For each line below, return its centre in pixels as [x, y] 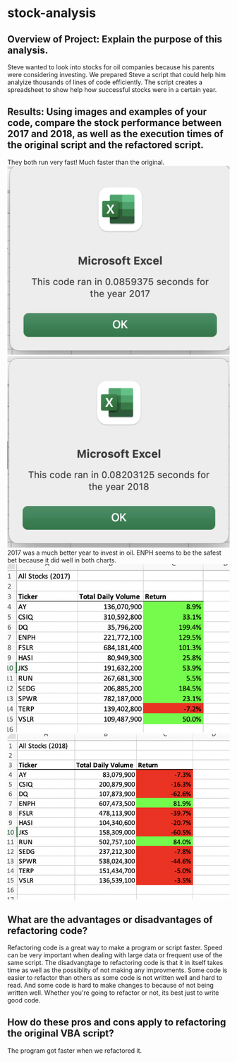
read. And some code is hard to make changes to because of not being [110, 985]
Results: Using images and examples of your [107, 112]
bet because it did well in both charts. [62, 560]
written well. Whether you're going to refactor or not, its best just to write [113, 993]
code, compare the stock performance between [115, 123]
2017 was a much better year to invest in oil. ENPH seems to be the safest [114, 553]
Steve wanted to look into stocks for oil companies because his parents [111, 67]
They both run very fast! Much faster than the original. [86, 162]
